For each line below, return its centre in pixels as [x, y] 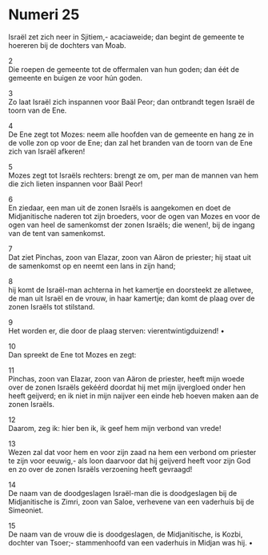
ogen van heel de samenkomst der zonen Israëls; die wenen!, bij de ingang [132, 225]
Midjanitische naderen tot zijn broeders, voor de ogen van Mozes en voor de [134, 216]
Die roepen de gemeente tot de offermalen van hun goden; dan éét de [124, 69]
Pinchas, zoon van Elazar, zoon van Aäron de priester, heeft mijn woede [126, 378]
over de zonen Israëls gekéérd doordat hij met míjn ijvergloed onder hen [127, 387]
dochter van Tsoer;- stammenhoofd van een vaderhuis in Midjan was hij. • [131, 542]
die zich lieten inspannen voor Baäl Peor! [76, 184]
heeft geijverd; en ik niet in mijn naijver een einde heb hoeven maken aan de [134, 395]
